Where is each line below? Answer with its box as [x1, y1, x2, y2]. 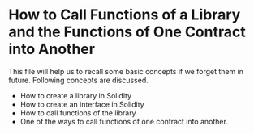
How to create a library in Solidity [19, 90, 132, 100]
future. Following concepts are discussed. [8, 75, 149, 85]
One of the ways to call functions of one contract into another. [19, 116, 229, 126]
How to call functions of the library [19, 107, 136, 118]
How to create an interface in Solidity [19, 99, 144, 109]
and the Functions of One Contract [8, 23, 246, 41]
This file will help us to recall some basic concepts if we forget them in [8, 66, 244, 76]
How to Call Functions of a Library [8, 6, 241, 24]
